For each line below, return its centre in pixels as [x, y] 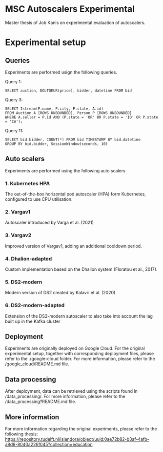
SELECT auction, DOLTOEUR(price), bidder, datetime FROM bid [69, 91]
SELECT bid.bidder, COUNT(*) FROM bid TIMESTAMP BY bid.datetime [73, 140]
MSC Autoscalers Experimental [70, 9]
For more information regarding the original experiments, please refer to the [81, 428]
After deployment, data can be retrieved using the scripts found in [71, 391]
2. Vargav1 [18, 212]
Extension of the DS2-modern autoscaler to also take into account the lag [79, 316]
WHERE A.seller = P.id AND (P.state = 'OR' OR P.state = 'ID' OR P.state [82, 117]
